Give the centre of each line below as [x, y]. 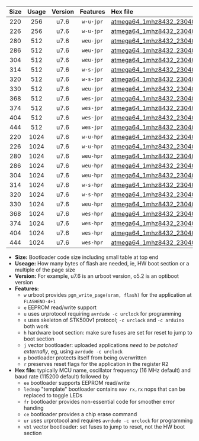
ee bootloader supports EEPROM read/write [77, 383]
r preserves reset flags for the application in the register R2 [96, 364]
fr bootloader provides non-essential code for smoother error [99, 402]
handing [33, 408]
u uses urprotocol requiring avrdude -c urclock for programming [102, 314]
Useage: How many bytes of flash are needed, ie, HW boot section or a [102, 263]
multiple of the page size [45, 270]
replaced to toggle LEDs [53, 395]
